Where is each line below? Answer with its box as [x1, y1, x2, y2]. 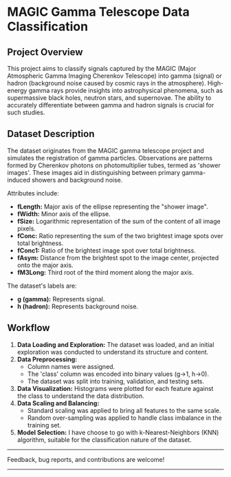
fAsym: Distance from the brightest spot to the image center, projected [16, 253, 219, 262]
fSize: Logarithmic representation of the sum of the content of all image [16, 217, 221, 225]
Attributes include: [7, 189, 60, 197]
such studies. [7, 108, 45, 116]
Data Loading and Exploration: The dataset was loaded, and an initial [16, 340, 214, 348]
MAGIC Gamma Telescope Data [7, 4, 190, 20]
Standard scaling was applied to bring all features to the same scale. [27, 406, 221, 414]
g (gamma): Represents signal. [16, 295, 105, 303]
